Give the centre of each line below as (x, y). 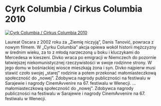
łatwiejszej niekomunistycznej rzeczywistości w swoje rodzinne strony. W (79, 62)
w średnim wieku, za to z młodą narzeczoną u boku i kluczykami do (72, 52)
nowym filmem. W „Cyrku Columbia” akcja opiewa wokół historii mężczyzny (81, 47)
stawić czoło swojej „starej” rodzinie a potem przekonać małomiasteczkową (81, 73)
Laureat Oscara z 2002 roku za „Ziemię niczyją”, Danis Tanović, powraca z (80, 42)
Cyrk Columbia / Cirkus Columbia (74, 9)
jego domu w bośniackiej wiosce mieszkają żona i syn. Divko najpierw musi (80, 68)
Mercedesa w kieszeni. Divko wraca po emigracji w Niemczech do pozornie (81, 57)
